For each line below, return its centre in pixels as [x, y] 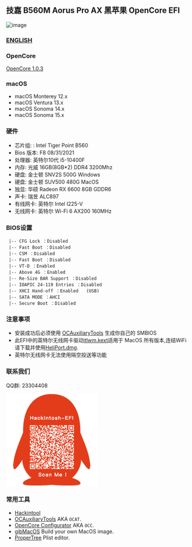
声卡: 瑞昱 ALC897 [37, 196]
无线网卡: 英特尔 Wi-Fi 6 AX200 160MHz [63, 211]
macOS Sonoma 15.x [39, 115]
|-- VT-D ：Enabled [32, 266]
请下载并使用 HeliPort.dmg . [46, 348]
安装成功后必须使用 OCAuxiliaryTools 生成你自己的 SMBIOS [85, 333]
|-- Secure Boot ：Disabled [42, 303]
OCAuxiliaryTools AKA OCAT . [48, 519]
